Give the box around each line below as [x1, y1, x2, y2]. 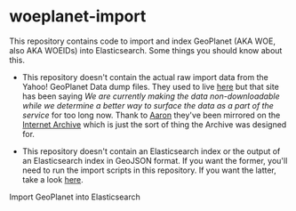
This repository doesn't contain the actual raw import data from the [21, 71, 268, 82]
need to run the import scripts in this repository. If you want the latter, [21, 165, 277, 175]
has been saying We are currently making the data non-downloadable [21, 91, 280, 101]
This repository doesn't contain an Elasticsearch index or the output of [21, 145, 281, 157]
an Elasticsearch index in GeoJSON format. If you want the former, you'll [21, 155, 288, 166]
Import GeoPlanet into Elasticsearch [9, 191, 140, 202]
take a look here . [21, 174, 84, 184]
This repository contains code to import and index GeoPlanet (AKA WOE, [9, 36, 276, 46]
